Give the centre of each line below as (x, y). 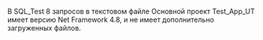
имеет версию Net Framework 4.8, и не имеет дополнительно (111, 20)
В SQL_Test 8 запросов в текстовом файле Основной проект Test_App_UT (131, 11)
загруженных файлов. (44, 28)
